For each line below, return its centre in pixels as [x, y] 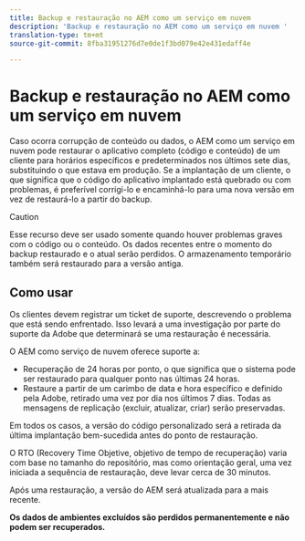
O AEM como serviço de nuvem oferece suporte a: [105, 351]
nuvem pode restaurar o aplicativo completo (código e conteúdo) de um [145, 151]
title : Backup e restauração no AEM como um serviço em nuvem [130, 18]
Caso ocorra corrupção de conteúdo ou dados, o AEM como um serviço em [152, 141]
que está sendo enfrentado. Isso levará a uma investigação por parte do [145, 324]
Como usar [42, 292]
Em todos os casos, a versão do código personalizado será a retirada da [145, 426]
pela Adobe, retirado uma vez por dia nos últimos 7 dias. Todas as [147, 398]
